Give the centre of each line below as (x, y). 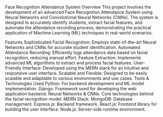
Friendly (13, 68)
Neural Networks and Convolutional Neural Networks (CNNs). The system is (82, 17)
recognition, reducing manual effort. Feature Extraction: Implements (73, 58)
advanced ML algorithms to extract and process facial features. (69, 63)
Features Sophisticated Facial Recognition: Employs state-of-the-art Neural (81, 42)
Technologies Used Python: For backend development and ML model (75, 84)
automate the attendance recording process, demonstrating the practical (78, 28)
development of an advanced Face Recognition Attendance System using (79, 12)
